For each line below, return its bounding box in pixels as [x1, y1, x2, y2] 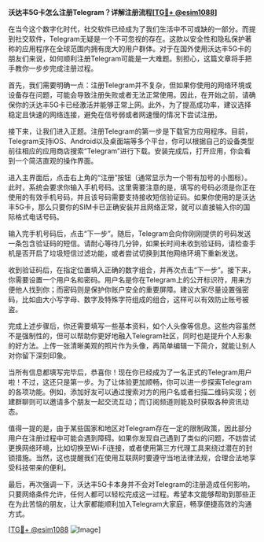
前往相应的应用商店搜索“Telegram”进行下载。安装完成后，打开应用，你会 [8, 146, 244, 156]
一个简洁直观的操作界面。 [14, 157, 98, 165]
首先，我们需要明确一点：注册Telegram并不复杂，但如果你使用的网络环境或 [8, 80, 252, 90]
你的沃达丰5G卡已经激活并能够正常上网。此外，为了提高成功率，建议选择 [14, 100, 251, 109]
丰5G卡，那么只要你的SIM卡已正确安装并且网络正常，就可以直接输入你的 [8, 202, 244, 212]
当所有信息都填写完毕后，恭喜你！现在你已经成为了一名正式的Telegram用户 [8, 367, 252, 377]
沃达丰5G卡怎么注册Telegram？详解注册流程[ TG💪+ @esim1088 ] [8, 8, 218, 17]
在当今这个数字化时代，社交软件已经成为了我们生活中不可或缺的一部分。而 [8, 24, 249, 34]
